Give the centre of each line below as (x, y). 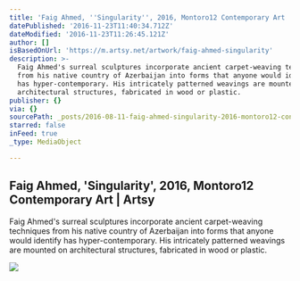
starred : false (37, 126)
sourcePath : (31, 117)
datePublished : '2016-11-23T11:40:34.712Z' (92, 26)
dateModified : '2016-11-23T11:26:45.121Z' (89, 34)
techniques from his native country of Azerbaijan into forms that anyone (142, 231)
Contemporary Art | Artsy (82, 200)
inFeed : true (33, 134)
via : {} (24, 109)
